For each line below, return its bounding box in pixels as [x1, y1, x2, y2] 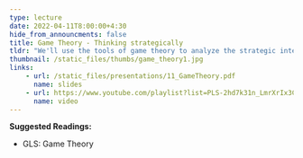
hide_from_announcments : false [9, 30, 127, 39]
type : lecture [9, 13, 63, 22]
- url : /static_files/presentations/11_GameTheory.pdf [25, 72, 236, 81]
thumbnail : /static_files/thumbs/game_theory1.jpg [9, 55, 204, 64]
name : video [32, 96, 78, 106]
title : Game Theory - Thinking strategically [9, 38, 183, 48]
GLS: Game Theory [22, 138, 95, 149]
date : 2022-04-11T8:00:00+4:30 [9, 22, 127, 31]
